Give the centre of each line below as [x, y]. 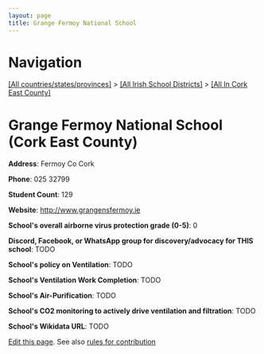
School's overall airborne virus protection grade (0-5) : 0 [103, 226]
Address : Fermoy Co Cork [52, 164]
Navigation [45, 62]
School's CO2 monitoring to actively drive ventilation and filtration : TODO [132, 311]
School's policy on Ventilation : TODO [71, 265]
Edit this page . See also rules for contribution [82, 342]
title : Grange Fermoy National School [72, 23]
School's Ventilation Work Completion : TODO [85, 280]
